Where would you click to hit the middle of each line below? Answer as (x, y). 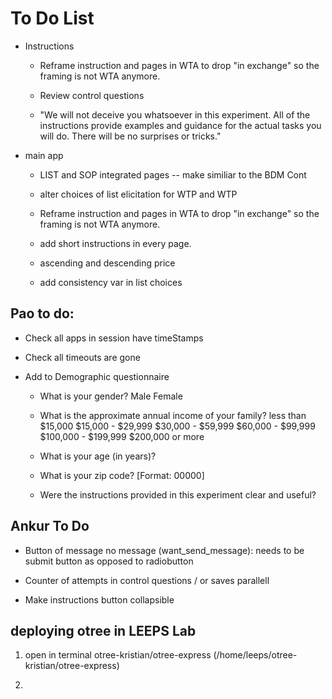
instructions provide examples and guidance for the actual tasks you (180, 125)
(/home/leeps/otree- (255, 655)
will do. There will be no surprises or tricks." (130, 136)
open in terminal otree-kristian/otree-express (118, 655)
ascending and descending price (107, 263)
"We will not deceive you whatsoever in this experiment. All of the (175, 114)
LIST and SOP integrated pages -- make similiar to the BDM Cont (173, 174)
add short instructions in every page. (115, 243)
